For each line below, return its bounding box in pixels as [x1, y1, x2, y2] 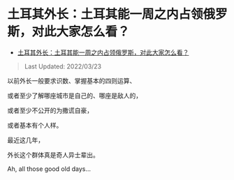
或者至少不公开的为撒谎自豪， [7, 106, 93, 114]
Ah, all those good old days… [7, 165, 91, 173]
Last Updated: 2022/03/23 [24, 62, 102, 70]
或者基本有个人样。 [7, 121, 63, 129]
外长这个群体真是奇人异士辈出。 [7, 151, 99, 159]
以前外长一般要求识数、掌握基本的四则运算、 [7, 76, 136, 84]
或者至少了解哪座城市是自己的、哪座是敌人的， [7, 91, 142, 100]
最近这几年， [7, 135, 44, 144]
